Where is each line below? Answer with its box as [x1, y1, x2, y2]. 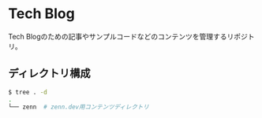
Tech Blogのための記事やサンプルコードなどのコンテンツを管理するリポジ [8, 31, 249, 41]
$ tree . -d [8, 88, 47, 96]
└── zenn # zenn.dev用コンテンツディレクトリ [8, 103, 150, 111]
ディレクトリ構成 [8, 67, 91, 80]
